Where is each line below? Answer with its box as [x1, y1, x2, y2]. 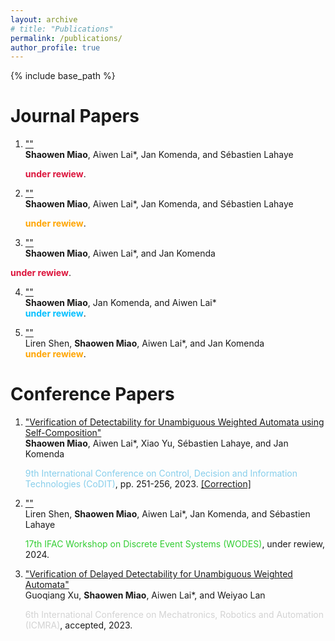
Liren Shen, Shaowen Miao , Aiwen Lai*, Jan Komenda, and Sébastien [24, 508, 311, 520]
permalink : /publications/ [10, 33, 123, 43]
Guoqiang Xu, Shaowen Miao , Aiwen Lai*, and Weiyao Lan [24, 589, 266, 601]
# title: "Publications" [10, 24, 114, 34]
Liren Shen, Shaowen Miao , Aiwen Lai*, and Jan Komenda [24, 337, 265, 350]
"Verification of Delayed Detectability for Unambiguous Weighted [24, 568, 293, 580]
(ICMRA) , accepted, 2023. [24, 619, 133, 631]
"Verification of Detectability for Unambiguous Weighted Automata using [24, 416, 325, 428]
